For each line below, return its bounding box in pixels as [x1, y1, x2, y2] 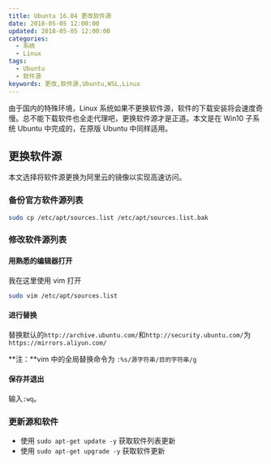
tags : [8, 58, 27, 66]
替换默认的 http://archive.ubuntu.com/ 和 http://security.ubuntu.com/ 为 [8, 329, 252, 339]
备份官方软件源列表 [8, 195, 84, 206]
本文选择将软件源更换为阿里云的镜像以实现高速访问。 [8, 172, 187, 183]
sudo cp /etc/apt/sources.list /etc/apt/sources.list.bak [8, 213, 209, 221]
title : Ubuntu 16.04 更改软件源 [8, 11, 112, 20]
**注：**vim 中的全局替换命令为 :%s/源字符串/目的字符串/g [8, 354, 197, 363]
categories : [8, 34, 49, 43]
